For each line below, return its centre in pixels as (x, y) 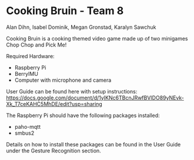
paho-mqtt (28, 126)
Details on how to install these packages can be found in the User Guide (93, 144)
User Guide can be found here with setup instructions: (72, 91)
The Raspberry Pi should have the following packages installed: (83, 115)
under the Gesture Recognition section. (53, 151)
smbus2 (24, 133)
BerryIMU (26, 74)
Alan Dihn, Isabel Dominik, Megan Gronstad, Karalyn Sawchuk (81, 27)
